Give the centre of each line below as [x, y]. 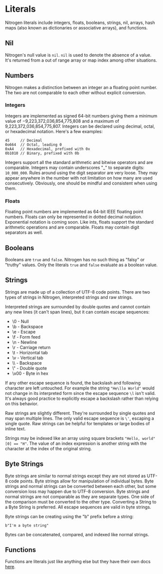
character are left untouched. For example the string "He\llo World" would [80, 388]
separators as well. [24, 232]
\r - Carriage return [31, 347]
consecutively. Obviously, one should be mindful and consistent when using [81, 183]
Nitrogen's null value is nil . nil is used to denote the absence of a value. [78, 55]
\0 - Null [20, 321]
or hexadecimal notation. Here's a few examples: [54, 131]
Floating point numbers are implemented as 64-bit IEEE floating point [74, 212]
